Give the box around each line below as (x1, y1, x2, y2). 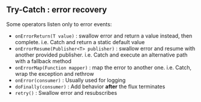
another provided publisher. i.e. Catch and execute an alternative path (14, 51, 188, 58)
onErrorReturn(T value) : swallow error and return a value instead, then (14, 32, 193, 39)
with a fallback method (14, 57, 72, 64)
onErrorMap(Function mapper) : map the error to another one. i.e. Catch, (14, 64, 192, 71)
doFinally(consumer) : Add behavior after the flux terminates (14, 83, 166, 90)
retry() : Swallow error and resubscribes (14, 89, 118, 96)
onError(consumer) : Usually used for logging (14, 76, 126, 84)
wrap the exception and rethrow (14, 70, 94, 77)
